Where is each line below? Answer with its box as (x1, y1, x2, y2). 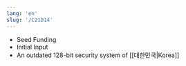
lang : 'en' (6, 10, 38, 17)
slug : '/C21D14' (6, 16, 53, 23)
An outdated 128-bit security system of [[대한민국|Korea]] (16, 51, 180, 59)
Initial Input (16, 43, 48, 51)
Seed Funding (16, 35, 57, 43)
